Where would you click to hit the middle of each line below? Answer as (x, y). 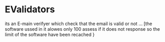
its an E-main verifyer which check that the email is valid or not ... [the (78, 24)
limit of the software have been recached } (50, 34)
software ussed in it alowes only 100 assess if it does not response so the (82, 29)
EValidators (30, 9)
